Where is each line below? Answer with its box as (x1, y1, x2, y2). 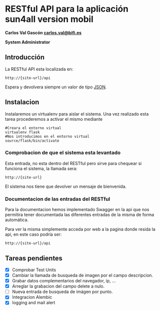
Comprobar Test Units (12, 267, 57, 273)
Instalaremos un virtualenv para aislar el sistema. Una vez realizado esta (5, 111, 149, 117)
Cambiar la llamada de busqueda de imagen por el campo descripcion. (12, 273, 153, 278)
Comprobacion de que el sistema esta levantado (5, 149, 121, 156)
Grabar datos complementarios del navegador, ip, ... (12, 278, 116, 284)
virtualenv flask (5, 130, 40, 134)
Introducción (5, 53, 45, 62)
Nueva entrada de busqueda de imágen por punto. (12, 289, 113, 294)
